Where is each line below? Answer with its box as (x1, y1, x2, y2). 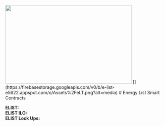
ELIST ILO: (5, 110, 27, 116)
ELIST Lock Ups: (5, 115, 40, 121)
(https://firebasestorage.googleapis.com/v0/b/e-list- (5, 84, 115, 90)
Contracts (5, 95, 26, 101)
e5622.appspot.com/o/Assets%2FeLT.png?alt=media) (5, 90, 118, 95)
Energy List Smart (123, 90, 160, 95)
